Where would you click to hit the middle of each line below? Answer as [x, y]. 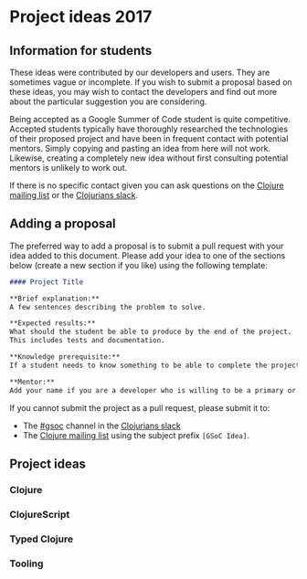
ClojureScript [40, 514]
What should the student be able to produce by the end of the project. [151, 332]
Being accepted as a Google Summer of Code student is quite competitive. [150, 119]
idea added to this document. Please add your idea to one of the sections [148, 255]
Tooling [26, 563]
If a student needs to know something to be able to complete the [138, 365]
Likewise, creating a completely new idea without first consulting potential [149, 158]
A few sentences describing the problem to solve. [108, 307]
